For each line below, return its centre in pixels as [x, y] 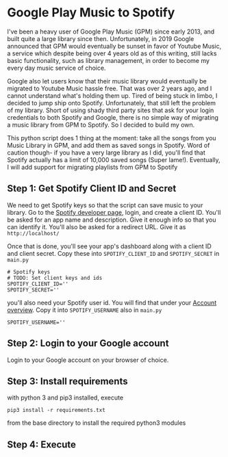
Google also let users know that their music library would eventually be [107, 81]
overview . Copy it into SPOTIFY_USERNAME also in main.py [85, 310]
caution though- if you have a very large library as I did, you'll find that [106, 153]
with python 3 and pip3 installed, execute [65, 397]
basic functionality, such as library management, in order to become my [109, 60]
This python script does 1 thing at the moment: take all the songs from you [112, 138]
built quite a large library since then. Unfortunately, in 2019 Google [101, 38]
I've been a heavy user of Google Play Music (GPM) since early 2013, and [111, 31]
